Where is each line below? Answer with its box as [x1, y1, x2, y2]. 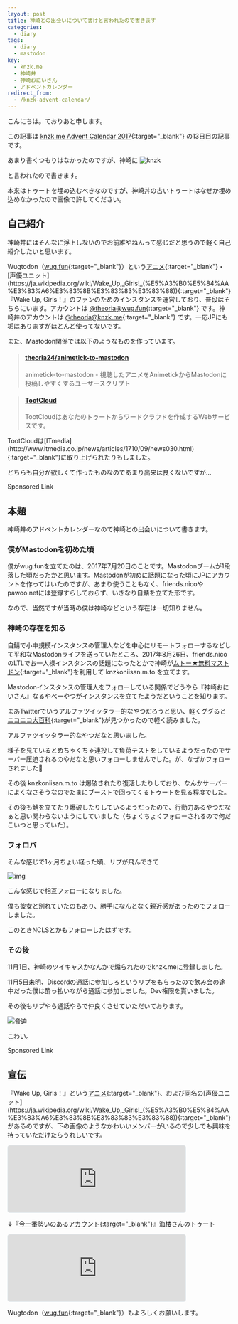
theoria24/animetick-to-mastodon [24, 354, 129, 362]
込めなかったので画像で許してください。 [7, 195, 126, 203]
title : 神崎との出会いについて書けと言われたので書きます [7, 17, 156, 24]
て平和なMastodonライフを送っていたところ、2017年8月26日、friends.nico [7, 650, 227, 658]
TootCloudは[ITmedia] [7, 437, 72, 445]
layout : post [7, 10, 46, 18]
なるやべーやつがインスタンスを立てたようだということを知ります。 [31, 692, 231, 700]
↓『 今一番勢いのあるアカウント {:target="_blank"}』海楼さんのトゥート [7, 1219, 215, 1228]
